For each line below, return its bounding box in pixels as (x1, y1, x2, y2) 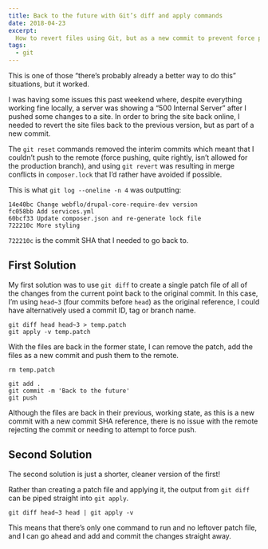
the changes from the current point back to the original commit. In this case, (8, 288, 258, 298)
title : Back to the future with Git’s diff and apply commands (8, 11, 223, 20)
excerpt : (8, 26, 37, 34)
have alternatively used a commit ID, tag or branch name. (8, 305, 196, 315)
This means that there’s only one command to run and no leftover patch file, (8, 523, 258, 532)
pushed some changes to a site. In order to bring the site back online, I (8, 112, 241, 121)
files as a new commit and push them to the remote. (8, 350, 179, 360)
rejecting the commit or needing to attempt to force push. (8, 424, 197, 434)
